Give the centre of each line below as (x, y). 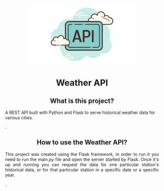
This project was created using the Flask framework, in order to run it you (82, 154)
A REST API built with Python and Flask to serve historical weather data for (80, 113)
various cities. (19, 118)
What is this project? (82, 101)
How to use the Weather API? (82, 143)
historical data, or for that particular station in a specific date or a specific (82, 170)
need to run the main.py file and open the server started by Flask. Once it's (82, 159)
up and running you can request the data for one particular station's (82, 164)
